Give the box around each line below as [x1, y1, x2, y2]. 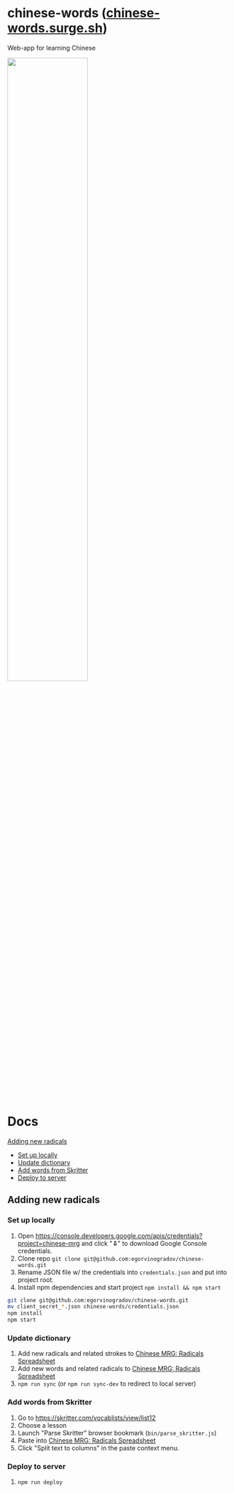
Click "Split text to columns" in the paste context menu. [17, 1443, 179, 1452]
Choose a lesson [17, 1421, 67, 1429]
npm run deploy [17, 1479, 63, 1486]
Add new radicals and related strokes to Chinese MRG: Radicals [17, 1350, 204, 1358]
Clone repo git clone [17, 1254, 81, 1262]
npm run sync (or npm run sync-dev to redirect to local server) [17, 1379, 196, 1388]
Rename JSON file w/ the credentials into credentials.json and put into [17, 1268, 228, 1276]
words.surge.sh [7, 20, 103, 36]
